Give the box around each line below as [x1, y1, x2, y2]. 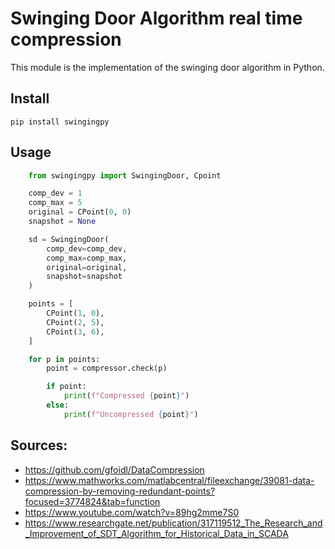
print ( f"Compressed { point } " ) [63, 391, 190, 401]
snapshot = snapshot [46, 272, 123, 282]
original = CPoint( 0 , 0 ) [28, 207, 132, 217]
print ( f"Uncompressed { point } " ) [63, 409, 199, 419]
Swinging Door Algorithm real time [10, 7, 303, 30]
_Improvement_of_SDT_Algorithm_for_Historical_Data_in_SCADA [24, 527, 289, 539]
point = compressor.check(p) [46, 363, 168, 374]
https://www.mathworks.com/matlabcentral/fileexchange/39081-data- [24, 474, 315, 486]
